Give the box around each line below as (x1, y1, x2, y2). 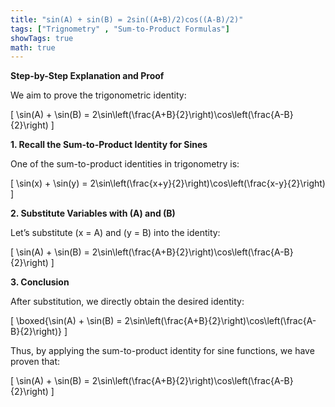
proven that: (10, 356, 61, 368)
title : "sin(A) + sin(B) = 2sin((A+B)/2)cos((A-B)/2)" (10, 14, 244, 25)
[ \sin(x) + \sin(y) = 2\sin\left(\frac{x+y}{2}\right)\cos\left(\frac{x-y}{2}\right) (10, 177, 326, 190)
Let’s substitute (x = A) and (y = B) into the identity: (10, 227, 221, 239)
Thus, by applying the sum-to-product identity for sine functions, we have (10, 345, 315, 357)
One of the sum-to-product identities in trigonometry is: (10, 158, 240, 170)
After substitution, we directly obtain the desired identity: (10, 296, 245, 308)
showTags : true (10, 33, 74, 43)
